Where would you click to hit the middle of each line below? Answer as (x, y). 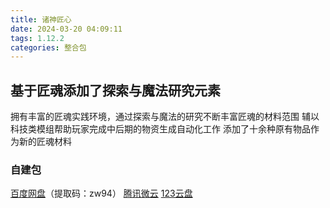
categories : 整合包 (48, 47)
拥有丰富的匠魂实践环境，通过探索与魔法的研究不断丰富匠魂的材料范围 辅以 (165, 117)
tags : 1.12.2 (37, 38)
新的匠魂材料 (45, 142)
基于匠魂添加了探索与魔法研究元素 (115, 90)
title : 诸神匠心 (41, 19)
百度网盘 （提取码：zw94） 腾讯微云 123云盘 (101, 193)
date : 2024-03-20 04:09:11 (66, 29)
